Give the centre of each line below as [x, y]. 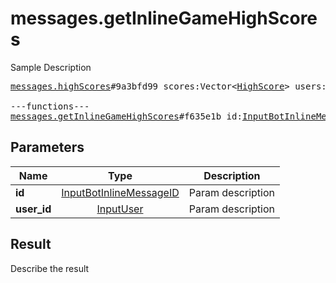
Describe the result [50, 268]
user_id [33, 209]
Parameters [47, 147]
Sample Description [51, 67]
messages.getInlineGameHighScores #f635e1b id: [126, 116]
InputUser [120, 209]
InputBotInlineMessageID [120, 192]
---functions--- [50, 106]
